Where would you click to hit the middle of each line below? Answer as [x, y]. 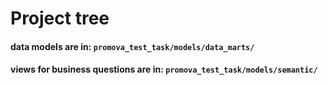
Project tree [60, 18]
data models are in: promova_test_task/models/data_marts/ [132, 46]
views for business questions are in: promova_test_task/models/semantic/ [164, 69]
